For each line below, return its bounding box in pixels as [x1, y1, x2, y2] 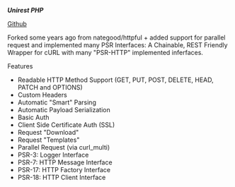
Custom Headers [17, 91, 67, 99]
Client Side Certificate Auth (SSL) [17, 121, 115, 129]
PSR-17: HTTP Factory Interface [17, 166, 111, 174]
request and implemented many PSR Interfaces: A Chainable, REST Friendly [7, 41, 228, 49]
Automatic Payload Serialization [17, 106, 111, 114]
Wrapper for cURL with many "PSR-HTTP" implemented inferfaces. [7, 49, 204, 56]
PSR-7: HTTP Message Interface [17, 158, 113, 167]
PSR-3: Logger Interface [17, 151, 89, 159]
